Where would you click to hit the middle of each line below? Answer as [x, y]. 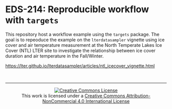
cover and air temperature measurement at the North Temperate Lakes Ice [84, 45]
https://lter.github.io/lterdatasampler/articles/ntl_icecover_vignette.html [80, 66]
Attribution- [138, 96]
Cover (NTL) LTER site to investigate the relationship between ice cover [81, 50]
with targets [32, 20]
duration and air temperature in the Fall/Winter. [55, 56]
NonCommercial [59, 101]
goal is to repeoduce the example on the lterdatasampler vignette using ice [85, 40]
